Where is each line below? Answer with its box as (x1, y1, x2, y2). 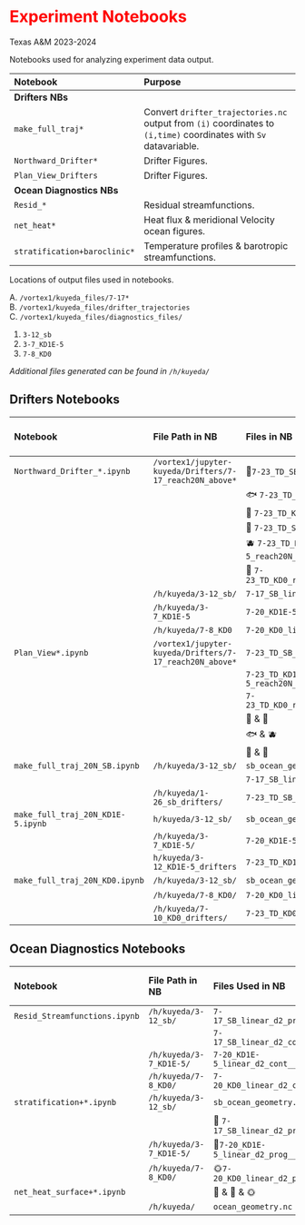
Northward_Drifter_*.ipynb (14, 466, 131, 476)
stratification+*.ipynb (14, 1097, 117, 1107)
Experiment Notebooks (9, 6, 188, 27)
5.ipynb (14, 818, 47, 828)
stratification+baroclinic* (14, 246, 135, 256)
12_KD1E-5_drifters (152, 861, 238, 872)
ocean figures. (143, 224, 206, 237)
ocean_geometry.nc (212, 1201, 293, 1211)
